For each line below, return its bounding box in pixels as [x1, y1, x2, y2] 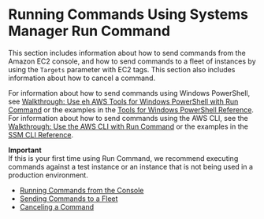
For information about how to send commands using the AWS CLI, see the [8, 113, 248, 122]
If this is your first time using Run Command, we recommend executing [8, 153, 239, 162]
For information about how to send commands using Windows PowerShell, [8, 88, 251, 97]
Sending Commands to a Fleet [19, 194, 118, 203]
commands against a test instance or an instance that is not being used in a [8, 162, 254, 171]
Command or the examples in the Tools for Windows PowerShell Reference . [8, 104, 255, 115]
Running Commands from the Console [19, 185, 144, 195]
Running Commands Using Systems [8, 5, 248, 24]
